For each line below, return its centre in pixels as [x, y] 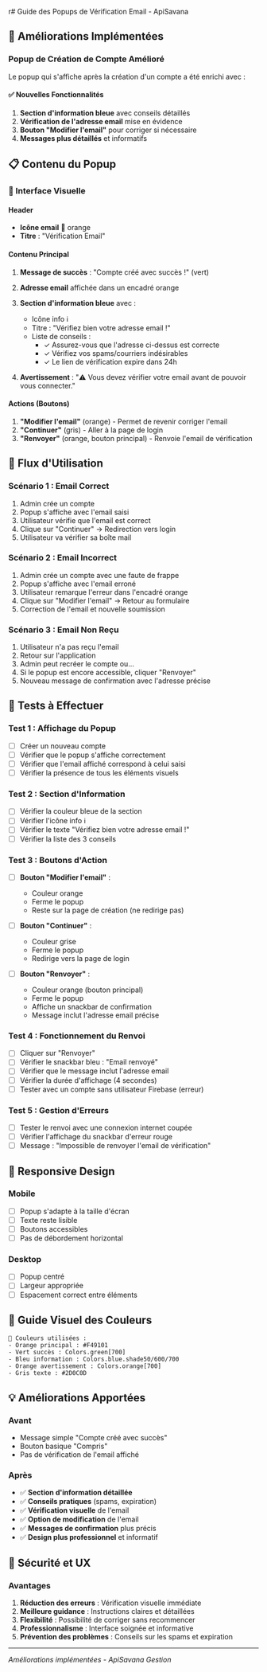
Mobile [22, 1193]
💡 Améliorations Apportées [77, 1398]
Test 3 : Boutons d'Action [58, 860]
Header [21, 209]
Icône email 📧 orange [55, 228]
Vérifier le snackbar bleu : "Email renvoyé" [89, 1062]
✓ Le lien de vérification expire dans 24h [110, 361]
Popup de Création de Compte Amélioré [86, 59]
